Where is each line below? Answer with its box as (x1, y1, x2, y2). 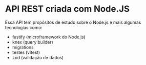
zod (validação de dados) (12, 54, 64, 60)
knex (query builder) (12, 39, 54, 45)
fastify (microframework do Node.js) (12, 34, 85, 40)
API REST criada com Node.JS (5, 3, 130, 15)
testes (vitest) (12, 49, 40, 55)
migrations (12, 44, 34, 50)
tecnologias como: (5, 24, 42, 30)
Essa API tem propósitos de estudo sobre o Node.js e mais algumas (5, 19, 141, 25)
